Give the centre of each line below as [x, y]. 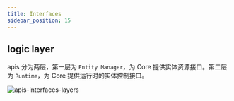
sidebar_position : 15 [39, 20]
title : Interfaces [34, 14]
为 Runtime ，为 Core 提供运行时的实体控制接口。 [78, 76]
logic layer [31, 49]
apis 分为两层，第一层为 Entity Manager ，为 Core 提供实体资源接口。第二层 [117, 67]
